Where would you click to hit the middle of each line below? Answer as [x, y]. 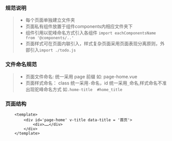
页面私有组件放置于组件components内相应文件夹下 [79, 26]
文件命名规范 [21, 65]
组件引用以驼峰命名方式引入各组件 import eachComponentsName [91, 33]
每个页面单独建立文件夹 [50, 20]
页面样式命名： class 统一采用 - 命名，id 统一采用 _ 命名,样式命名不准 [96, 83]
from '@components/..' [50, 38]
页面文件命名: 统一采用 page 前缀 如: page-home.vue [81, 76]
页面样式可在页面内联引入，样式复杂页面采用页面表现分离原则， [93, 44]
